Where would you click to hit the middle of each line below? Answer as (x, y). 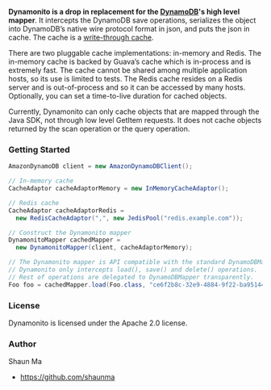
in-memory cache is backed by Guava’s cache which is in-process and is (130, 61)
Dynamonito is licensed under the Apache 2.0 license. (98, 323)
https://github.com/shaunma (67, 377)
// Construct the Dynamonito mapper (70, 233)
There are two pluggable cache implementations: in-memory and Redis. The (135, 53)
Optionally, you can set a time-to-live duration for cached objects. (118, 96)
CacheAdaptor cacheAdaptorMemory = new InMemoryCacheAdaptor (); (119, 189)
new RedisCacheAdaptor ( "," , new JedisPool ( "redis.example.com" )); (129, 218)
